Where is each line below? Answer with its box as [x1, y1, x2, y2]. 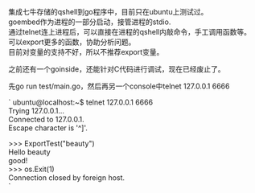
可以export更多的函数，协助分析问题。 [8, 37, 136, 47]
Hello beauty [8, 147, 51, 157]
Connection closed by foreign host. [8, 173, 125, 183]
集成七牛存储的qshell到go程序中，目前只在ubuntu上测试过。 [8, 7, 208, 16]
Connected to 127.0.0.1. [8, 115, 84, 124]
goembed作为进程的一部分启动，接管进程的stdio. [8, 17, 171, 27]
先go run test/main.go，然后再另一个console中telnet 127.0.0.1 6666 [8, 81, 230, 91]
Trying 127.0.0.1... [8, 106, 65, 115]
